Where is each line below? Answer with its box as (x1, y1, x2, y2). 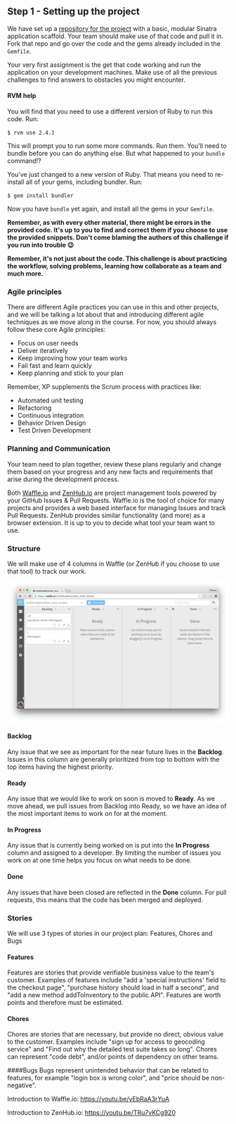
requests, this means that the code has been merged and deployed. (7, 895, 204, 904)
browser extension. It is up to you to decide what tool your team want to (7, 518, 216, 527)
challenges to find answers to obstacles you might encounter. (7, 75, 186, 84)
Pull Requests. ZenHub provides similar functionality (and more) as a (7, 511, 206, 519)
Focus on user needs (17, 339, 79, 347)
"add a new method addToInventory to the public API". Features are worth (7, 991, 221, 999)
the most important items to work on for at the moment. (7, 810, 168, 818)
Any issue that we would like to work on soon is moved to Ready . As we (7, 794, 216, 803)
